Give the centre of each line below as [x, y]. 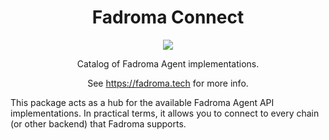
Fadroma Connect [168, 17]
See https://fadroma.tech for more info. [168, 83]
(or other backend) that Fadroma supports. [98, 123]
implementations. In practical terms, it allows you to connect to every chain [165, 113]
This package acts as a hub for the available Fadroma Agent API [142, 102]
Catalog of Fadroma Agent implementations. [168, 63]
